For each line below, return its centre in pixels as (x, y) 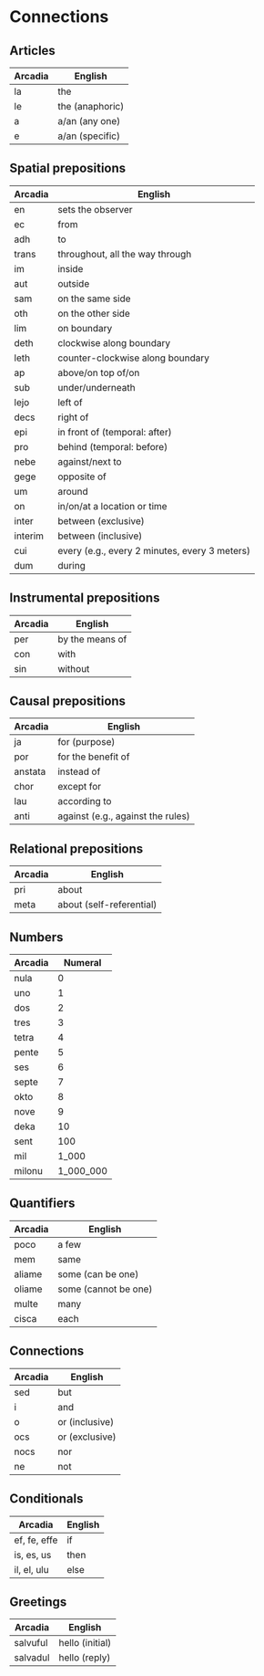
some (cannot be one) (105, 1289)
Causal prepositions (67, 702)
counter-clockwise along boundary (134, 358)
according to (85, 801)
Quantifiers (42, 1204)
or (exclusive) (87, 1437)
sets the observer (96, 209)
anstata (30, 771)
